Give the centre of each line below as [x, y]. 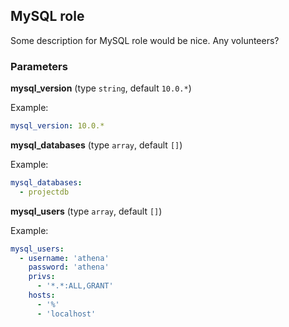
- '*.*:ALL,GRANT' [75, 286]
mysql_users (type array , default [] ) [86, 211]
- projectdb [44, 192]
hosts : [42, 295]
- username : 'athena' [64, 258]
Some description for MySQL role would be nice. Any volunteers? [145, 40]
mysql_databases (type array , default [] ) [96, 145]
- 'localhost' [66, 314]
